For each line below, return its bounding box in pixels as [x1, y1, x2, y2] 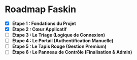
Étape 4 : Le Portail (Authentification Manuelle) [12, 38, 114, 44]
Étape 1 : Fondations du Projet [12, 20, 77, 26]
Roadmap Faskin [5, 4, 77, 15]
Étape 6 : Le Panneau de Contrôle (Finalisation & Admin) [12, 49, 132, 55]
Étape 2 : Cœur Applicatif [12, 26, 67, 32]
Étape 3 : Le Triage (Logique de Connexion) [12, 32, 105, 38]
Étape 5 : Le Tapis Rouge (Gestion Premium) [12, 43, 107, 49]
